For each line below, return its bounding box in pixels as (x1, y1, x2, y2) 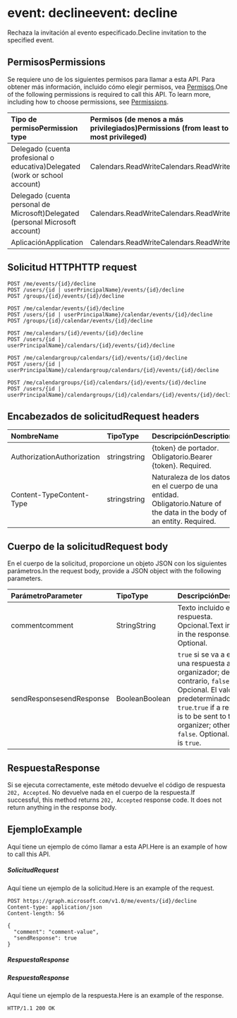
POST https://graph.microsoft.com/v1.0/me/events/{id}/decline (7, 897, 197, 904)
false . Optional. (177, 729, 229, 739)
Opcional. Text (177, 621, 224, 630)
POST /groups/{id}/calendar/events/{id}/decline (7, 317, 153, 324)
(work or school (11, 170, 63, 180)
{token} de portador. (151, 443, 219, 453)
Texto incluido (177, 603, 224, 613)
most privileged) (90, 132, 147, 142)
